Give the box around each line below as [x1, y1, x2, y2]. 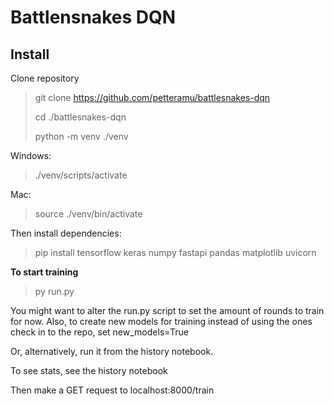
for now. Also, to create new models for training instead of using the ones [10, 316, 313, 327]
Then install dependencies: [10, 227, 122, 239]
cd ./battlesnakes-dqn [34, 111, 127, 123]
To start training [10, 266, 79, 278]
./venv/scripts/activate [34, 169, 128, 181]
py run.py [34, 286, 75, 297]
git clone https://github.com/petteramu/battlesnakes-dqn [34, 92, 271, 103]
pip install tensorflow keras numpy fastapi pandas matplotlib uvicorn [34, 247, 317, 258]
